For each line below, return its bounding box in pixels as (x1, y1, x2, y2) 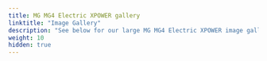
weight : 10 (8, 33, 44, 42)
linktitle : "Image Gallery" (8, 19, 102, 27)
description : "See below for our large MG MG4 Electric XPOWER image (8, 26, 244, 34)
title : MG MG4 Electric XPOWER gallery (8, 11, 141, 20)
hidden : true (8, 41, 52, 49)
